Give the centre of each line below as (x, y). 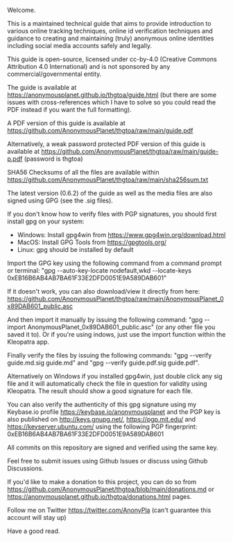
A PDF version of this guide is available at (67, 123)
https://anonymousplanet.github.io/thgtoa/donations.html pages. (100, 496)
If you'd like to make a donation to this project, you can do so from (102, 482)
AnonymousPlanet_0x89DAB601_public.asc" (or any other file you (121, 327)
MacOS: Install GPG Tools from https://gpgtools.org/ (92, 242)
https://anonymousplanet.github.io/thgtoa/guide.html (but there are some (112, 95)
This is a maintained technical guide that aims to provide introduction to (109, 23)
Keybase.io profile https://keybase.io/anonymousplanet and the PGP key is (114, 412)
